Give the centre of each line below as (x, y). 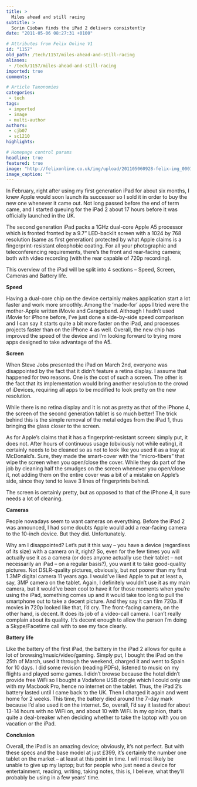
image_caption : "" (28, 174)
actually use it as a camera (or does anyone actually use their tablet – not (94, 558)
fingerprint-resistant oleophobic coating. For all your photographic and (91, 246)
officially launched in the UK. (41, 216)
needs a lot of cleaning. (35, 498)
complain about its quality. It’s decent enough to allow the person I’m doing (96, 620)
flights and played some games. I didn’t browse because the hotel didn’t (93, 674)
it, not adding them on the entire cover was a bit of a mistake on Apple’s (93, 475)
